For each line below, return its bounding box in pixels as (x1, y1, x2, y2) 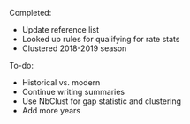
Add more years (21, 106, 81, 115)
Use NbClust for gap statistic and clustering (21, 96, 182, 106)
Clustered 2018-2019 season (21, 43, 127, 54)
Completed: (9, 8, 52, 18)
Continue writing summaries (21, 87, 125, 97)
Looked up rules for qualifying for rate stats (21, 34, 180, 44)
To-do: (9, 61, 34, 70)
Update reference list (21, 25, 100, 34)
